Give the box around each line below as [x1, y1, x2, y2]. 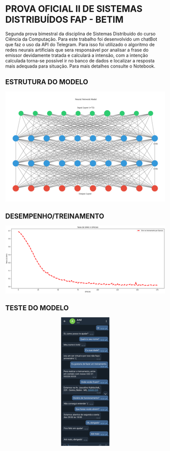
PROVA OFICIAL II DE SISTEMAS [5, 3, 143, 15]
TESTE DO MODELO [5, 303, 69, 312]
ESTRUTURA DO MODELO [5, 78, 88, 86]
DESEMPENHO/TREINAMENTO [5, 212, 105, 220]
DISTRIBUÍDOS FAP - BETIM [5, 14, 124, 25]
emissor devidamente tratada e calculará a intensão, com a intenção [5, 52, 148, 58]
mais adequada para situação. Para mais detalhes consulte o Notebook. [5, 63, 156, 69]
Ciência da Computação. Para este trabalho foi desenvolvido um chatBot [5, 36, 157, 42]
